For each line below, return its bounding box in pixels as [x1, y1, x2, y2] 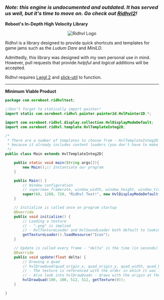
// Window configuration [22, 182, 73, 188]
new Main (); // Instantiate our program [22, 165, 104, 170]
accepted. [5, 65, 25, 71]
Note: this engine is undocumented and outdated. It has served [5, 4, 159, 11]
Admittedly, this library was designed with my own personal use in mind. [5, 55, 150, 60]
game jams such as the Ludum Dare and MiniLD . [5, 45, 103, 51]
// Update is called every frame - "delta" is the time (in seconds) [14, 246, 159, 251]
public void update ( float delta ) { [14, 255, 86, 260]
